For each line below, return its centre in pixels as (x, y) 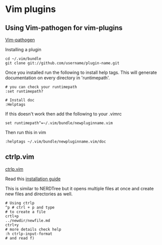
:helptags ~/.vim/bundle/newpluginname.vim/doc (56, 142)
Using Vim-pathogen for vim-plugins (64, 28)
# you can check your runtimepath (41, 87)
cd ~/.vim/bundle (23, 59)
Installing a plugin (23, 49)
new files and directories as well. (39, 194)
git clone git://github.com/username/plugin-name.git (62, 63)
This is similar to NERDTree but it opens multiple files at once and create (79, 188)
